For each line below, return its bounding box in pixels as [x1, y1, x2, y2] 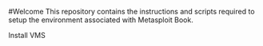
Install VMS [8, 31, 46, 40]
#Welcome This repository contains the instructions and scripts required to [8, 7, 255, 16]
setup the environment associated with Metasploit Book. [8, 15, 193, 25]
